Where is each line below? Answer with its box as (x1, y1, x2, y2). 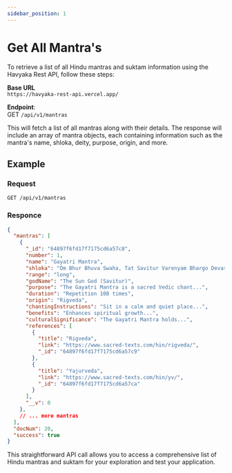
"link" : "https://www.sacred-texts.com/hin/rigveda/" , (37, 342, 199, 349)
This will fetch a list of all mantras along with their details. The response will (7, 124, 222, 132)
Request (7, 179, 36, 189)
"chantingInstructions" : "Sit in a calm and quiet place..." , (25, 303, 209, 311)
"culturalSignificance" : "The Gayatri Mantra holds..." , (25, 316, 193, 323)
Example (7, 158, 46, 170)
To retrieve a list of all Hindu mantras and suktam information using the (7, 63, 209, 71)
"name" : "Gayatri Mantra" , (25, 258, 104, 265)
